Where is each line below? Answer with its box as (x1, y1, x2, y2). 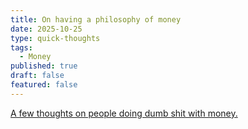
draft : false (10, 71, 65, 81)
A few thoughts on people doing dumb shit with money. (10, 107, 238, 119)
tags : (10, 42, 33, 53)
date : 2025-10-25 (10, 24, 83, 34)
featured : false (10, 80, 78, 90)
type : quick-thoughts (10, 33, 101, 43)
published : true (10, 61, 78, 71)
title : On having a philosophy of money (10, 14, 182, 25)
